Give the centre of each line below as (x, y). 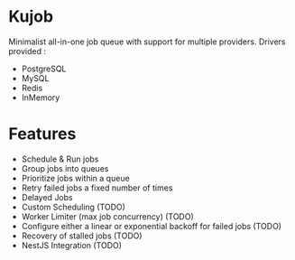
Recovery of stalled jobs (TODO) (82, 236)
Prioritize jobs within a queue (75, 178)
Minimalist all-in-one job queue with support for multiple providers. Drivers (147, 42)
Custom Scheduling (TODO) (73, 207)
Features (42, 134)
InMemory (41, 97)
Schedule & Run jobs (60, 159)
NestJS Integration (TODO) (72, 245)
